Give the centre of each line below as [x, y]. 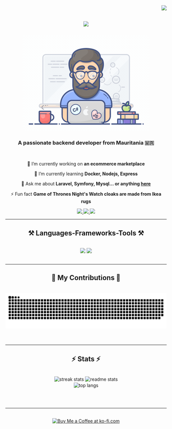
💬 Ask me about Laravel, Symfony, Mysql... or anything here [86, 184]
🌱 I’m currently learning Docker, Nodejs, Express [86, 174]
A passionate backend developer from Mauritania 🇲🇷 [86, 142]
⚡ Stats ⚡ [86, 359]
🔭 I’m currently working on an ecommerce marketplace [86, 164]
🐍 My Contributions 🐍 [86, 278]
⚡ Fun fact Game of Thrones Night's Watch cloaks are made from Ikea [86, 194]
